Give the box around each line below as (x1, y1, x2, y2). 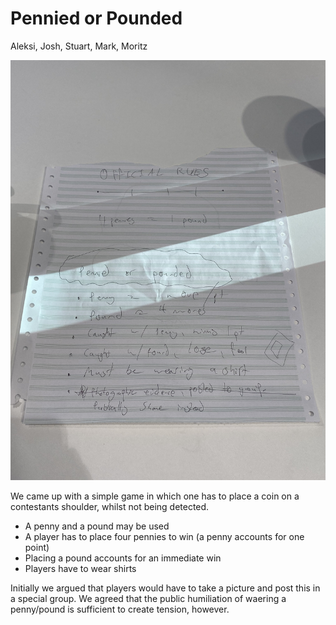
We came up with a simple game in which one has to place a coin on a (10, 490, 300, 502)
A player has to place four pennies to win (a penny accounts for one (24, 530, 305, 542)
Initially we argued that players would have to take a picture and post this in (10, 582, 321, 594)
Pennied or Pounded (10, 7, 183, 30)
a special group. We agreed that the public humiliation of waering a (10, 592, 287, 604)
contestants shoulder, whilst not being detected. (10, 500, 210, 512)
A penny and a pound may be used (24, 520, 170, 532)
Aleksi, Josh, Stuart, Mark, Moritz (10, 40, 148, 52)
